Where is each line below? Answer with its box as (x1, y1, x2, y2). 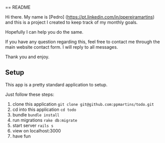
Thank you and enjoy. (5, 54, 50, 60)
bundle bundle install (12, 111, 60, 117)
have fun (12, 133, 31, 139)
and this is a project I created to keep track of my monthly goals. (5, 20, 138, 25)
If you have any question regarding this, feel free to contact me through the (5, 39, 160, 45)
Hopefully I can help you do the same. (5, 29, 83, 35)
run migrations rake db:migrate (12, 117, 77, 123)
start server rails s (12, 122, 53, 128)
